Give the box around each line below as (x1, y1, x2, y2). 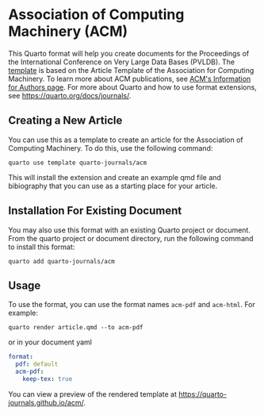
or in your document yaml (8, 337, 93, 347)
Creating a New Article (8, 113, 123, 128)
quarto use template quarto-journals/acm (8, 159, 147, 167)
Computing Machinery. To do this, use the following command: (8, 143, 213, 152)
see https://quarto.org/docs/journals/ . (8, 90, 132, 100)
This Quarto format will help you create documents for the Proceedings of (8, 48, 250, 58)
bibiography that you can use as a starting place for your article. (8, 181, 218, 190)
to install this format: (8, 242, 75, 252)
